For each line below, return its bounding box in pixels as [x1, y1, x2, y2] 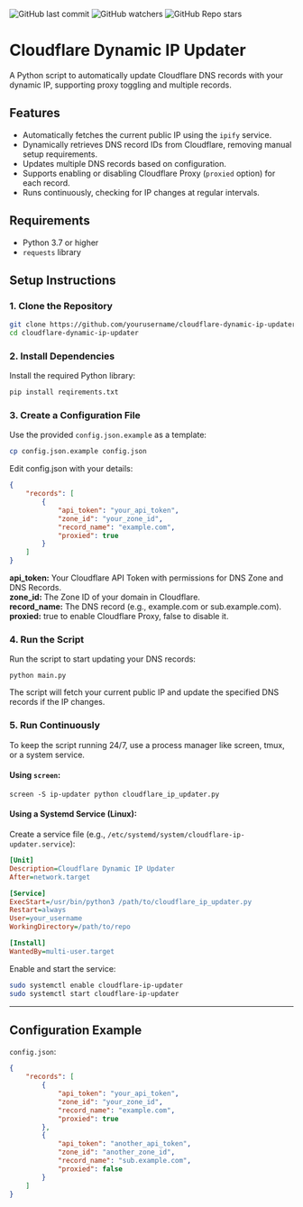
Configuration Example [9, 1022, 142, 1038]
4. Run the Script [9, 634, 84, 646]
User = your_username [9, 914, 83, 923]
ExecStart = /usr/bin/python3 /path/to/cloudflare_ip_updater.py [9, 897, 252, 906]
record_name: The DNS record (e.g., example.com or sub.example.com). [9, 601, 282, 612]
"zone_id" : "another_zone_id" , [57, 1148, 176, 1157]
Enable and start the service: [9, 963, 116, 974]
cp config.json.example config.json [9, 447, 147, 456]
